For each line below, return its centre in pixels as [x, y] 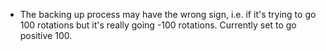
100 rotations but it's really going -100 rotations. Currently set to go [158, 25]
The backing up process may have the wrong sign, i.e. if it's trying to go [168, 14]
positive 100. [46, 35]
